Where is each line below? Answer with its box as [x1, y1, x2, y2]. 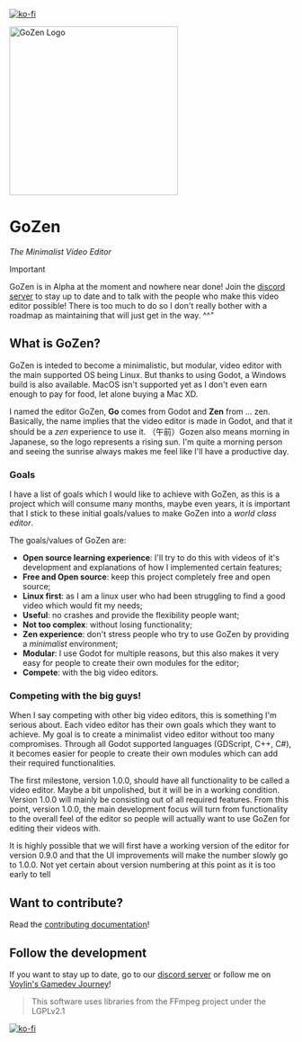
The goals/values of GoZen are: [9, 535, 127, 546]
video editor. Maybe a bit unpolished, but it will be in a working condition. [9, 785, 280, 795]
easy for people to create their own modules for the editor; [22, 658, 240, 669]
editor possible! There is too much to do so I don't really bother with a [9, 300, 268, 310]
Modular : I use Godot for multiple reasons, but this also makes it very [22, 648, 280, 659]
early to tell [9, 869, 51, 880]
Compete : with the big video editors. [22, 667, 159, 678]
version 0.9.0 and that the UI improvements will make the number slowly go [9, 850, 289, 861]
